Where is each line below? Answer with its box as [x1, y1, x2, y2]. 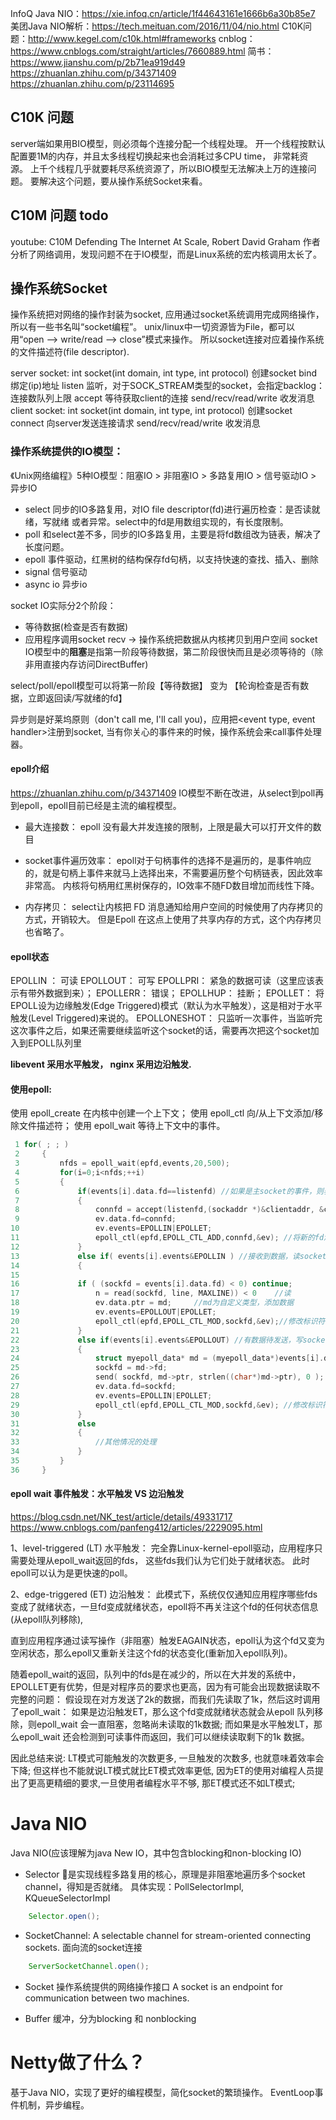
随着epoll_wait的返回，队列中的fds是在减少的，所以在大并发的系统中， [10, 1668, 302, 1681]
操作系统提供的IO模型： [10, 445, 124, 459]
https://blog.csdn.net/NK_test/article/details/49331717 [10, 1511, 233, 1523]
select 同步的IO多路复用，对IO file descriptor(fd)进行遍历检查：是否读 [24, 503, 312, 515]
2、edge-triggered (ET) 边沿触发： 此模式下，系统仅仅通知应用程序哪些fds [10, 1588, 318, 1601]
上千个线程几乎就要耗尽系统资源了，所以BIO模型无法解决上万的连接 [29, 162, 308, 174]
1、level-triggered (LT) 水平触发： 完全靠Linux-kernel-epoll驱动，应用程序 [10, 1542, 315, 1554]
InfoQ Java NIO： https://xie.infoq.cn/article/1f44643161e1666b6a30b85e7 [10, 8, 316, 19]
